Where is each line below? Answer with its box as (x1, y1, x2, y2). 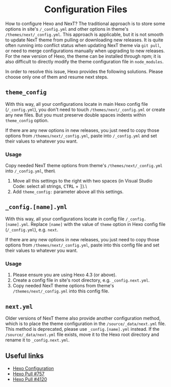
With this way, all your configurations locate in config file (5, 216, 125, 222)
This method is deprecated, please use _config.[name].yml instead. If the (5, 326, 160, 332)
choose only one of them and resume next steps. (5, 74, 109, 80)
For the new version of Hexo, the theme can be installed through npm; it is (5, 53, 161, 59)
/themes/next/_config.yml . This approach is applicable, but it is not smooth (5, 31, 164, 37)
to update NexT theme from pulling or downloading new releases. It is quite (5, 37, 163, 43)
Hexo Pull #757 (12, 371, 45, 377)
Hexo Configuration (12, 365, 54, 371)
